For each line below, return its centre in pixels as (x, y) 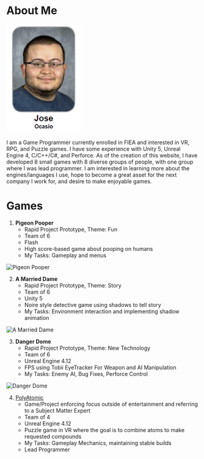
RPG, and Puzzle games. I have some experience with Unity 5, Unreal (94, 149)
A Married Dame (36, 279)
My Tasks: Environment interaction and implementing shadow (102, 311)
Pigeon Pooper (34, 223)
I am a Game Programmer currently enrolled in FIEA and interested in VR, (98, 142)
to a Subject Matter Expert (57, 410)
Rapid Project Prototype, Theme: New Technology (87, 348)
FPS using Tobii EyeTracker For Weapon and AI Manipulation (100, 367)
